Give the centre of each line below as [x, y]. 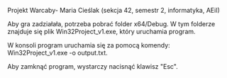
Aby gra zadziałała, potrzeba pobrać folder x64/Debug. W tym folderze [111, 24]
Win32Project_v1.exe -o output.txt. [57, 53]
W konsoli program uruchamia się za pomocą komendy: [89, 45]
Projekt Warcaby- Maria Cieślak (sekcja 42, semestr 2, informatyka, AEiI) [113, 10]
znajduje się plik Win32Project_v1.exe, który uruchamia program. [102, 32]
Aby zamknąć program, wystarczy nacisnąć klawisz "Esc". [93, 66]
